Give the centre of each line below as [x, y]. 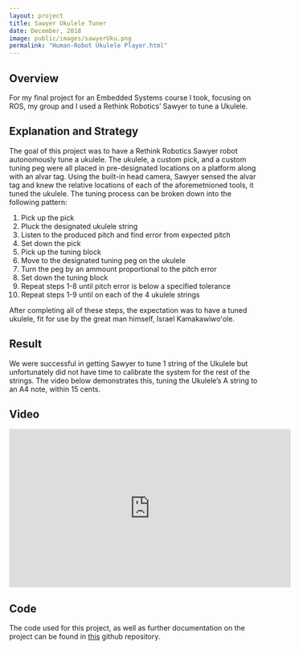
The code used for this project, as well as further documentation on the [127, 628]
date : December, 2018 [45, 31]
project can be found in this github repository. [85, 637]
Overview [34, 78]
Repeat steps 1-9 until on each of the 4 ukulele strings [110, 294]
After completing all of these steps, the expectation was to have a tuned [128, 310]
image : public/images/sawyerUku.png [70, 38]
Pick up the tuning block [61, 252]
